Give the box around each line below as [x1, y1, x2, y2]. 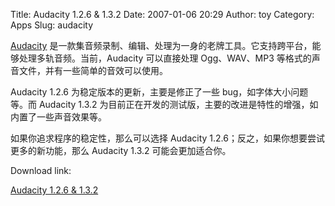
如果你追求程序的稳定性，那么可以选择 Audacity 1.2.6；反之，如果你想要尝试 [10, 132, 325, 144]
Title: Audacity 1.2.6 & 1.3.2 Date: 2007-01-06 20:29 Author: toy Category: [10, 9, 315, 20]
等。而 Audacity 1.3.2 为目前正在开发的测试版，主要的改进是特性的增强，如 [10, 99, 319, 110]
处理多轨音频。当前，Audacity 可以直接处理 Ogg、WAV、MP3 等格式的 [18, 52, 312, 64]
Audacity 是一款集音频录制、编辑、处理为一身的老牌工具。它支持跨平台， [10, 40, 313, 51]
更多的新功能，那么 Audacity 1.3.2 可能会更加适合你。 [10, 145, 232, 156]
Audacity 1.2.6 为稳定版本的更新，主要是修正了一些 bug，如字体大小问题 [10, 86, 309, 98]
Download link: [10, 165, 72, 176]
